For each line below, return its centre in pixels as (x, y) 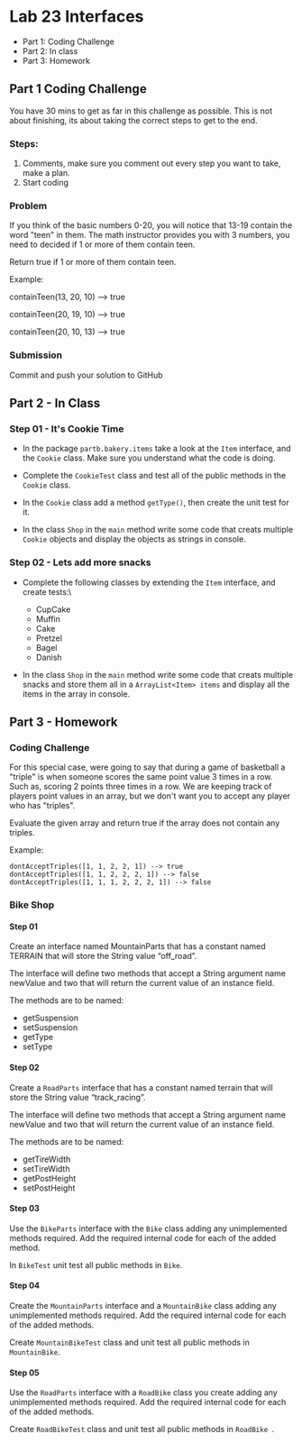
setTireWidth (46, 1168)
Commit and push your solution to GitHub (87, 375)
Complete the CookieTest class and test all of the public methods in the (154, 476)
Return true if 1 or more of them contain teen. (93, 262)
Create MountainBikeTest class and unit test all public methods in (129, 1343)
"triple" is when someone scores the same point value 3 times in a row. (141, 777)
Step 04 (25, 1285)
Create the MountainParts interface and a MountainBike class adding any (143, 1306)
